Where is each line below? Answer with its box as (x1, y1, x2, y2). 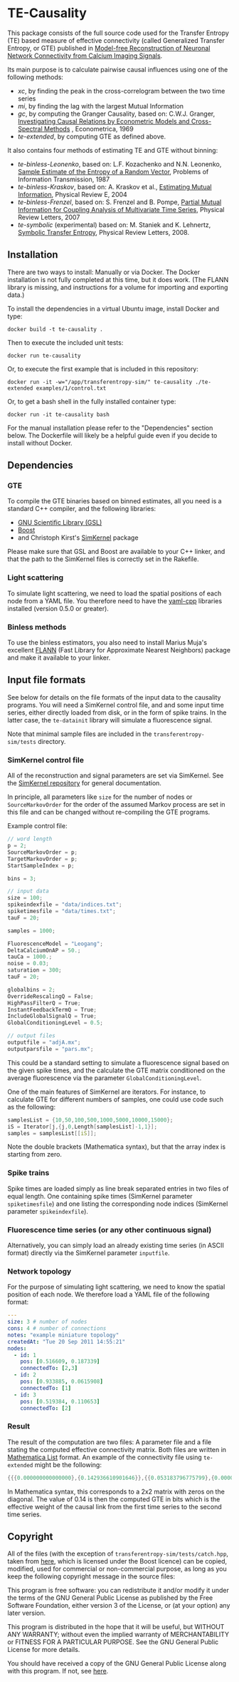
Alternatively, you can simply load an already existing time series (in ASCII (7, 1241, 224, 1249)
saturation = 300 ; (7, 967, 62, 974)
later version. (7, 1608, 46, 1618)
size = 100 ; (7, 895, 43, 902)
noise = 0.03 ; (7, 960, 50, 967)
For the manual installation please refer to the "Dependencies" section (7, 423, 213, 432)
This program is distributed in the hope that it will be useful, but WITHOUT (7, 1623, 225, 1631)
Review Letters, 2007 (17, 213, 80, 221)
